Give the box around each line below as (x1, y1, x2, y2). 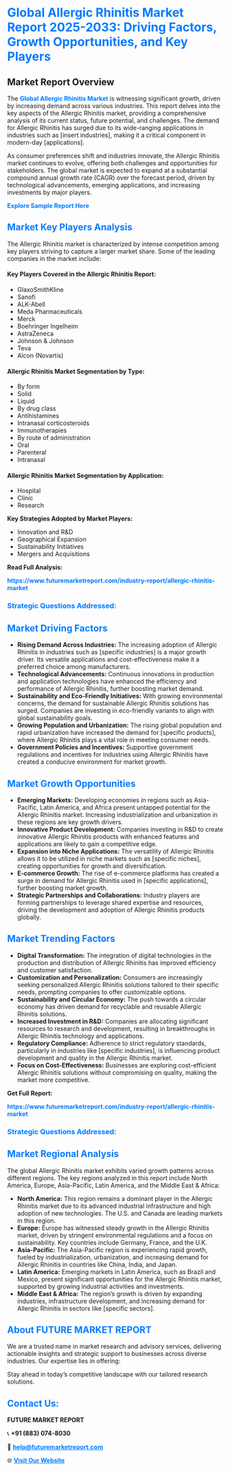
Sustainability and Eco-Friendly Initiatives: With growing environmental (16, 692, 223, 700)
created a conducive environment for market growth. (16, 758, 167, 766)
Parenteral (16, 448, 47, 457)
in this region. (16, 1216, 56, 1224)
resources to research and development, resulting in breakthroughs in (16, 1024, 215, 1032)
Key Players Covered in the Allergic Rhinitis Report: (7, 270, 157, 278)
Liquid (16, 397, 35, 406)
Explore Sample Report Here (7, 202, 89, 209)
